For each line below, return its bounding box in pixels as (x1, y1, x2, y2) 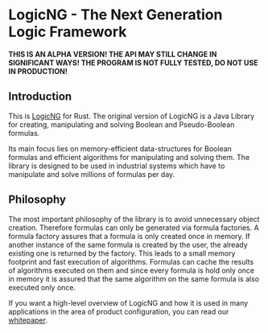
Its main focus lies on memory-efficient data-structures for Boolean (8, 143, 232, 154)
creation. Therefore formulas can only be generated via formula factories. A (8, 223, 259, 232)
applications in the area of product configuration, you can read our (8, 306, 229, 316)
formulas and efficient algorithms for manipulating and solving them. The (8, 152, 250, 162)
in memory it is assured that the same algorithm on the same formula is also (8, 273, 260, 283)
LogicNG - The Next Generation (8, 6, 223, 24)
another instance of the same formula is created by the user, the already (8, 240, 248, 249)
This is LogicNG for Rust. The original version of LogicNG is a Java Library (8, 111, 255, 121)
